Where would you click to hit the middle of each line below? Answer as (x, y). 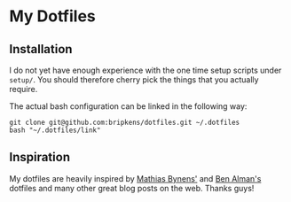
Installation (41, 49)
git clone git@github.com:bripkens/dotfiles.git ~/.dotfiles (125, 122)
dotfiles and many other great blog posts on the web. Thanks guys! (132, 188)
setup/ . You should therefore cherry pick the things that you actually (134, 80)
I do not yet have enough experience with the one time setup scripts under (145, 70)
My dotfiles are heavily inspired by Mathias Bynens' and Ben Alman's (135, 178)
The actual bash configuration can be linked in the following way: (128, 106)
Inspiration (40, 157)
